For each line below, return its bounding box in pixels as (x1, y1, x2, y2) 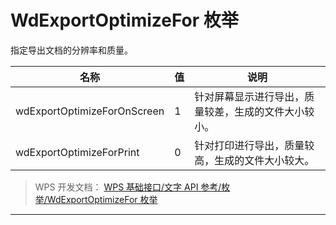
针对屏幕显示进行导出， (194, 89, 305, 103)
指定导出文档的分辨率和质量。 (10, 44, 133, 56)
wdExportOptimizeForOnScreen (15, 104, 165, 118)
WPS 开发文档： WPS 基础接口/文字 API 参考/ (34, 181, 222, 193)
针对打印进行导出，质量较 (194, 138, 315, 152)
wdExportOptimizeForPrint (15, 145, 140, 159)
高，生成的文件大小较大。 (194, 153, 315, 167)
